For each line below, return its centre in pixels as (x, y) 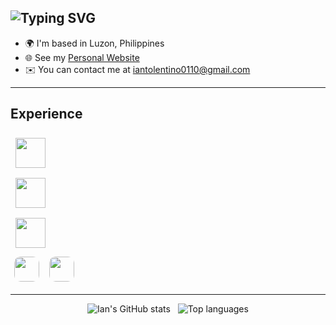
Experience (46, 114)
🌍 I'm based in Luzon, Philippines (94, 43)
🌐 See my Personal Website (82, 57)
